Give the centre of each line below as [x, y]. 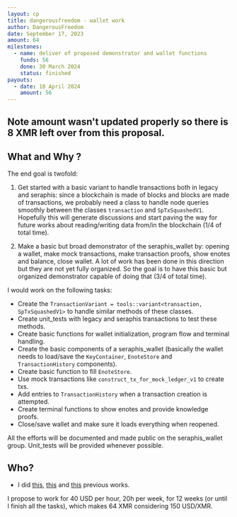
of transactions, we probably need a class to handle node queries [113, 203]
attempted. [33, 402]
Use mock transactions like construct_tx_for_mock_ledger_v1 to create [121, 379]
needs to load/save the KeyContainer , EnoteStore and [95, 357]
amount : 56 [36, 93]
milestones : [25, 47]
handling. [31, 341]
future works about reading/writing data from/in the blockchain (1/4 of [120, 225]
